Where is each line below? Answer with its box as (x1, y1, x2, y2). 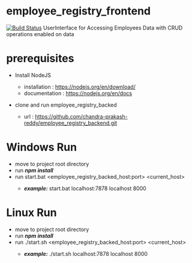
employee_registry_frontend (6, 4, 151, 18)
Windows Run (6, 140, 77, 154)
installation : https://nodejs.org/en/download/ (23, 83, 136, 90)
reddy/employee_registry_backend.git (23, 119, 118, 126)
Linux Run (6, 206, 57, 219)
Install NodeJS (14, 71, 52, 79)
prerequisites (6, 52, 74, 66)
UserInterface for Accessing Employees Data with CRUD (43, 24, 183, 31)
